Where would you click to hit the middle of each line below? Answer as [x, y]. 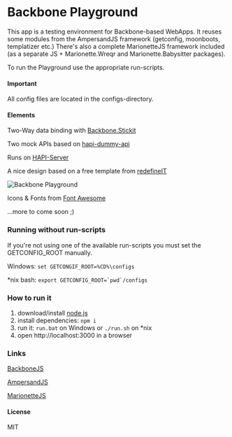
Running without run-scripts [57, 230]
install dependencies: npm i [57, 320]
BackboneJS [26, 368]
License [19, 411]
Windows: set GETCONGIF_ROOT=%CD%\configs [71, 266]
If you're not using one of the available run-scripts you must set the [104, 245]
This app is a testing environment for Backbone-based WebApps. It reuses [115, 31]
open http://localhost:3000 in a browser [75, 335]
